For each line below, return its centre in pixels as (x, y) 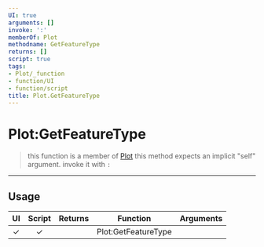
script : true (29, 60)
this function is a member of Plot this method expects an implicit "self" (141, 156)
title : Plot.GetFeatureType (54, 96)
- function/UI (31, 81)
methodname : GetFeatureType (54, 45)
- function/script (38, 88)
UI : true (22, 15)
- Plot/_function (37, 74)
